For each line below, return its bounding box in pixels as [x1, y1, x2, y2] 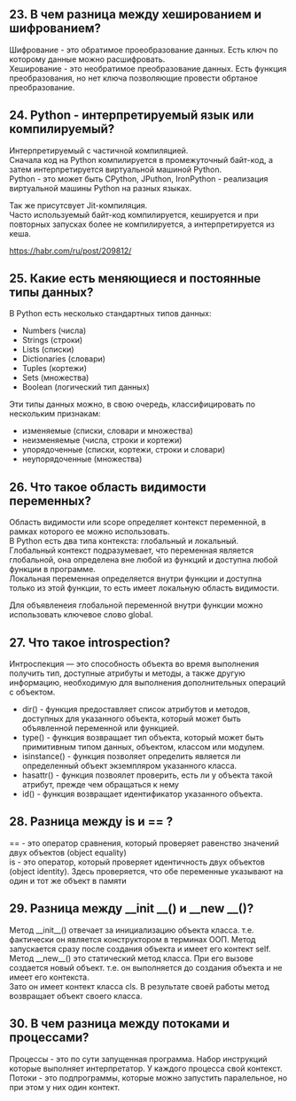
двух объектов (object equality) [9, 847, 127, 857]
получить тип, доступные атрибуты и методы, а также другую [9, 668, 245, 678]
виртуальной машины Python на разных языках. [9, 182, 192, 193]
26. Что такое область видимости [9, 479, 206, 494]
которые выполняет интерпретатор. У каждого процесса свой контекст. [9, 1063, 283, 1074]
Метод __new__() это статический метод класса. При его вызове [9, 952, 254, 964]
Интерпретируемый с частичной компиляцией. [9, 145, 189, 156]
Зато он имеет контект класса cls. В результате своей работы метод [9, 981, 270, 991]
